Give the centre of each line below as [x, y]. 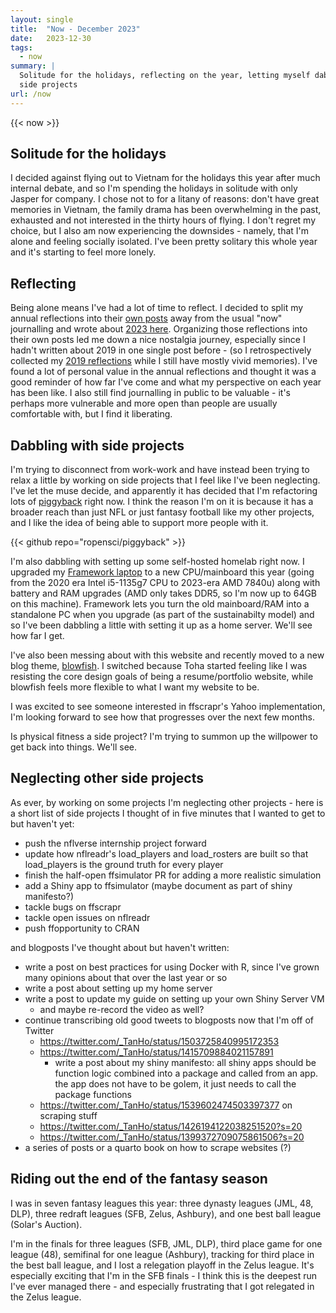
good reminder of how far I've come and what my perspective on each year [166, 382]
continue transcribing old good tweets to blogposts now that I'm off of [169, 1020]
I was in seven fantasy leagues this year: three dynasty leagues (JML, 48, [162, 1203]
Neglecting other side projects [107, 778]
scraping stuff [68, 1115]
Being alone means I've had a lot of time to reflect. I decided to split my [157, 308]
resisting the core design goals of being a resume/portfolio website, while [162, 677]
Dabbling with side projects [97, 445]
